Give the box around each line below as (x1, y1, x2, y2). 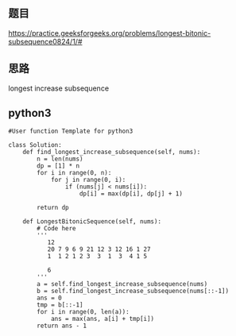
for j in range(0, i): (50, 176, 126, 184)
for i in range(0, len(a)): (37, 308, 130, 316)
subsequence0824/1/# (8, 37, 83, 46)
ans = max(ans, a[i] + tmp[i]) (50, 315, 155, 323)
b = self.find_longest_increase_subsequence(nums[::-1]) (37, 288, 229, 295)
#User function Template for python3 (8, 127, 133, 136)
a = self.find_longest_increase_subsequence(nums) (37, 280, 208, 288)
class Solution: (8, 141, 62, 149)
